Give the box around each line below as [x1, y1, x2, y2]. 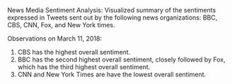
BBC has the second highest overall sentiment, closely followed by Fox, [17, 55, 226, 64]
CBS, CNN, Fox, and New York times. [7, 21, 115, 29]
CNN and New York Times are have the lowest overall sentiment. [17, 70, 207, 78]
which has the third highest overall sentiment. [17, 63, 151, 71]
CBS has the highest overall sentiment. [17, 48, 131, 56]
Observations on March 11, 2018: [7, 34, 103, 43]
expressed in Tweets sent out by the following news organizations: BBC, [7, 13, 218, 22]
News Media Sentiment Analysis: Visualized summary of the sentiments [7, 6, 216, 14]
